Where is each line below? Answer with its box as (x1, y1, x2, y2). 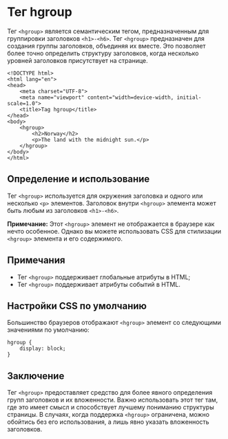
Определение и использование (7, 174, 150, 185)
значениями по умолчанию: (7, 326, 90, 334)
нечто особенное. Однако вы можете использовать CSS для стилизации (7, 227, 222, 235)
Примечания (7, 254, 65, 266)
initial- (176, 94, 202, 101)
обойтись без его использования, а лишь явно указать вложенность (7, 418, 209, 426)
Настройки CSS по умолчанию (7, 300, 147, 312)
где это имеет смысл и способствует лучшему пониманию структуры (7, 403, 215, 411)
